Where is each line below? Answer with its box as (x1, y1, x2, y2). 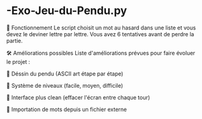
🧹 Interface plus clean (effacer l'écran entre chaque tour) (6, 93, 151, 101)
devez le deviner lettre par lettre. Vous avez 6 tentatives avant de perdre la (6, 30, 195, 37)
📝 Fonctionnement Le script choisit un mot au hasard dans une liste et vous (6, 24, 196, 31)
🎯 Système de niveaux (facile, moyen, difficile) (6, 82, 124, 89)
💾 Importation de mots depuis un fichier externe (6, 106, 127, 113)
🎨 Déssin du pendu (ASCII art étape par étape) (6, 70, 124, 77)
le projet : (6, 58, 31, 65)
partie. (6, 37, 23, 44)
